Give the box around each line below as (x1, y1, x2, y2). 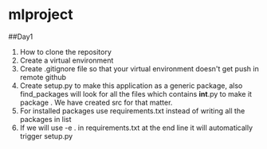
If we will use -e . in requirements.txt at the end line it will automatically (19, 123, 253, 132)
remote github (19, 72, 66, 82)
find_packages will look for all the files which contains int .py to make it (19, 89, 253, 98)
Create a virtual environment (19, 55, 114, 65)
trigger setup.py (19, 131, 73, 140)
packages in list (19, 114, 72, 124)
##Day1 (8, 32, 33, 41)
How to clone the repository (19, 47, 112, 56)
